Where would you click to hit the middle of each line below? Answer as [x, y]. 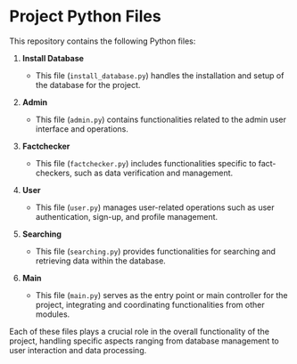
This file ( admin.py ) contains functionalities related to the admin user [161, 119]
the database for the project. [88, 85]
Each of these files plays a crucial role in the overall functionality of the [140, 331]
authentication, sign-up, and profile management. [127, 216]
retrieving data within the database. [101, 261]
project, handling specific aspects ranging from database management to [144, 341]
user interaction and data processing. [78, 350]
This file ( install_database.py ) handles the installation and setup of [160, 75]
